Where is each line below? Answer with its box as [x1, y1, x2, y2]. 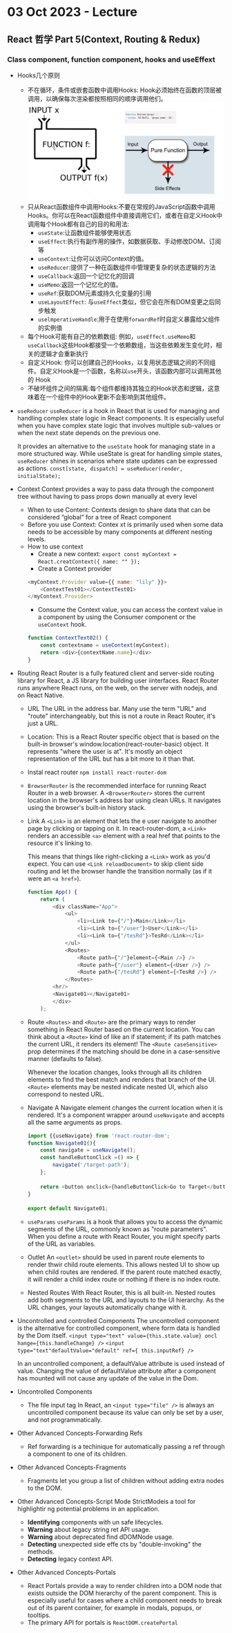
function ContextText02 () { [27, 634, 108, 642]
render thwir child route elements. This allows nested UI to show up [27, 1260, 220, 1269]
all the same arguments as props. [27, 1118, 123, 1126]
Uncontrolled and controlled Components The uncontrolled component [17, 1317, 220, 1325]
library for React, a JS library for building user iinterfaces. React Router [17, 676, 220, 685]
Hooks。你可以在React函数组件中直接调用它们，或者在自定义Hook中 [27, 211, 223, 219]
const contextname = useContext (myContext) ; [40, 642, 171, 649]
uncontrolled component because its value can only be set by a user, [27, 1408, 224, 1417]
